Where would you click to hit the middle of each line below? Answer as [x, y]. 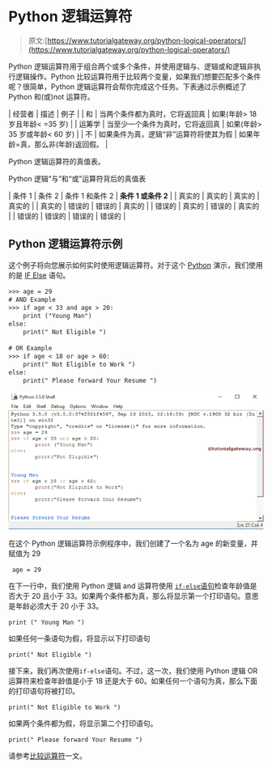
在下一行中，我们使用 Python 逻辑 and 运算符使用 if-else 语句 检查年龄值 [130, 586]
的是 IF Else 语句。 [39, 275]
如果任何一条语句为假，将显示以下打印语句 [79, 639]
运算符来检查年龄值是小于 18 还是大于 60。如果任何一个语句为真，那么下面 [133, 681]
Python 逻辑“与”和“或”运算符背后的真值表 [77, 178]
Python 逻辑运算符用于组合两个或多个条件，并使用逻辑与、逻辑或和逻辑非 [131, 66]
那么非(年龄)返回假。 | [71, 144]
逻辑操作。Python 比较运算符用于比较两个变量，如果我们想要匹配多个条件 [138, 76]
